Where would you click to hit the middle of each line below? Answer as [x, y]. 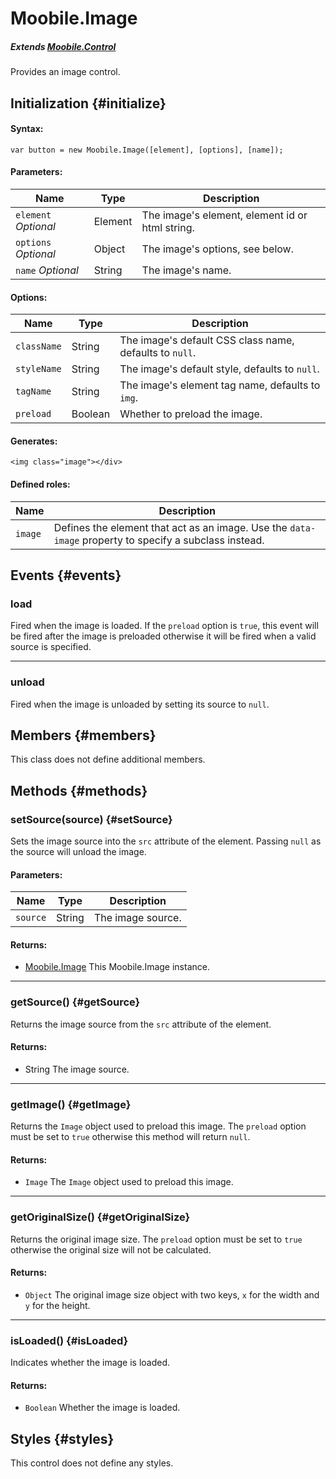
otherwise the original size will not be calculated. [111, 1249]
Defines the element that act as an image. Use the [170, 527]
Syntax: [27, 129]
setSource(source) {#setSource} [91, 819]
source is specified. [51, 647]
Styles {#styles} [62, 1438]
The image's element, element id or [224, 215]
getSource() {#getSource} [75, 1002]
